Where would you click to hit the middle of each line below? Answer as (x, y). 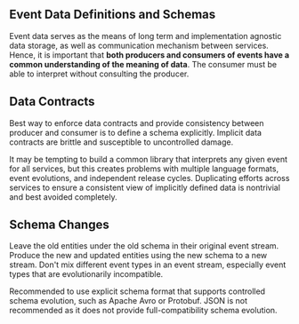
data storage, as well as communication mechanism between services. (139, 45)
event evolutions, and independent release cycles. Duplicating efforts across (149, 178)
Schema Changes (59, 225)
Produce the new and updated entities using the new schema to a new (138, 256)
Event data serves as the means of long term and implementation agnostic (145, 36)
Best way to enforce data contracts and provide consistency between (137, 122)
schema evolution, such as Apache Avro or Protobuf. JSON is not (128, 301)
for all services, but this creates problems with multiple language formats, (144, 169)
